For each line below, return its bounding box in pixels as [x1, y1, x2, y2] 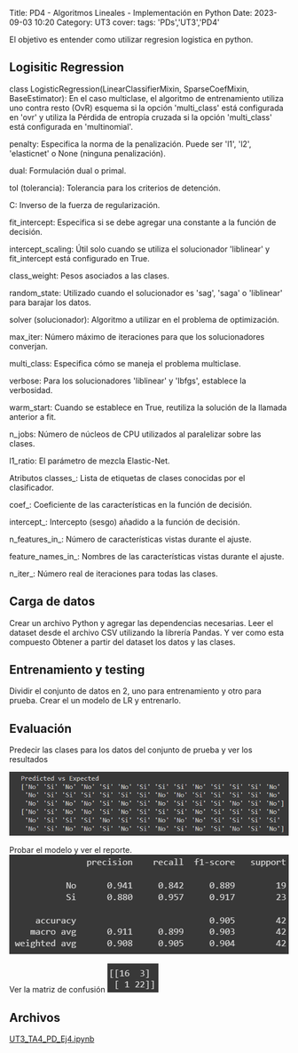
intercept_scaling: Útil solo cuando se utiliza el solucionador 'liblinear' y [9, 244, 271, 254]
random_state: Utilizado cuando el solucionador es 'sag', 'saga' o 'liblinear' [9, 287, 283, 298]
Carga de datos [9, 594, 96, 609]
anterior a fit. [9, 411, 57, 422]
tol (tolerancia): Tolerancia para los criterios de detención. [9, 182, 221, 193]
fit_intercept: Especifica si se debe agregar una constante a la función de [9, 217, 277, 228]
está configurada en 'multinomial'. [9, 121, 133, 132]
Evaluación [9, 720, 73, 736]
